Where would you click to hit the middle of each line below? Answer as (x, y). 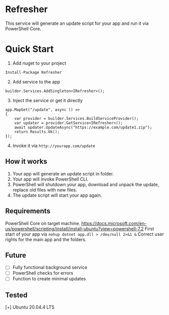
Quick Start (30, 49)
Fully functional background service (50, 267)
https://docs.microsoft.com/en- (114, 223)
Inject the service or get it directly (48, 100)
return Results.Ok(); (37, 132)
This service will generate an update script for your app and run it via (77, 23)
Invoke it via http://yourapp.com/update (54, 146)
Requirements (28, 211)
